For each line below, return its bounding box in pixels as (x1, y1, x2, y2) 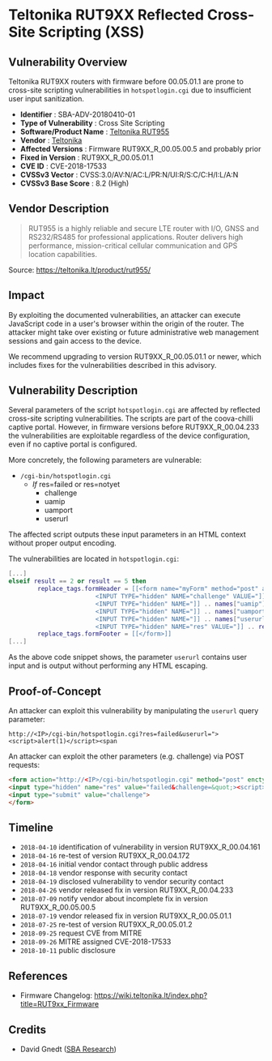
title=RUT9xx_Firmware (19, 999, 100, 1009)
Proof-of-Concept (8, 684, 102, 698)
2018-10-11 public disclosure (19, 946, 116, 956)
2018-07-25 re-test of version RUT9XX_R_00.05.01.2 (19, 920, 193, 930)
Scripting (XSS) (38, 23, 145, 41)
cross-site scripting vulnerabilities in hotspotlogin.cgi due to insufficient (8, 85, 252, 95)
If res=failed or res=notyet (32, 480, 120, 490)
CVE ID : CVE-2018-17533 (19, 161, 107, 171)
